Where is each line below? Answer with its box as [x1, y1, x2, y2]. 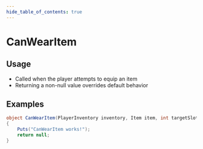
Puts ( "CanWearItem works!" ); [17, 127, 91, 133]
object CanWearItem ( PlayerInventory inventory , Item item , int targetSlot [6, 115, 199, 121]
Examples [6, 99, 44, 110]
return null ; [17, 132, 50, 138]
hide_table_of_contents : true [6, 8, 83, 15]
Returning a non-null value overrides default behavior [14, 81, 149, 88]
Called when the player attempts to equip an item [14, 75, 138, 82]
